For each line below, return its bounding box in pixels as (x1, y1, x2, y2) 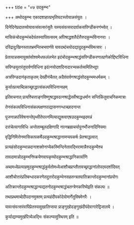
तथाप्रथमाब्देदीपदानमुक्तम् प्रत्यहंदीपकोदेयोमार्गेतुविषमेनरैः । (5, 194, 92, 200)
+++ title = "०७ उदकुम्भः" (5, 4, 51, 10)
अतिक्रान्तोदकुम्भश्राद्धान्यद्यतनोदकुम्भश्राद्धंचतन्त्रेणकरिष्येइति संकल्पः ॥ (5, 184, 110, 190)
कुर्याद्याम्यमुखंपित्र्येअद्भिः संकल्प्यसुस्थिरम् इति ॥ (5, 214, 78, 220)
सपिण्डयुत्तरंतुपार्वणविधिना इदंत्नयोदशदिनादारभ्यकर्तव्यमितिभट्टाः (5, 64, 99, 70)
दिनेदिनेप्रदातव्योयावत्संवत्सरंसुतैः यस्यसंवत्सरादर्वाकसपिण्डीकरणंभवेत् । (5, 24, 113, 30)
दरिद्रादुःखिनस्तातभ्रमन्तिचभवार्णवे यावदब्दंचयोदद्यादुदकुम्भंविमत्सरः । (5, 44, 107, 50)
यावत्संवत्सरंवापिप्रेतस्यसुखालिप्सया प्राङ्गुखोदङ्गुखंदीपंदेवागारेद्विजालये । (5, 204, 115, 210)
